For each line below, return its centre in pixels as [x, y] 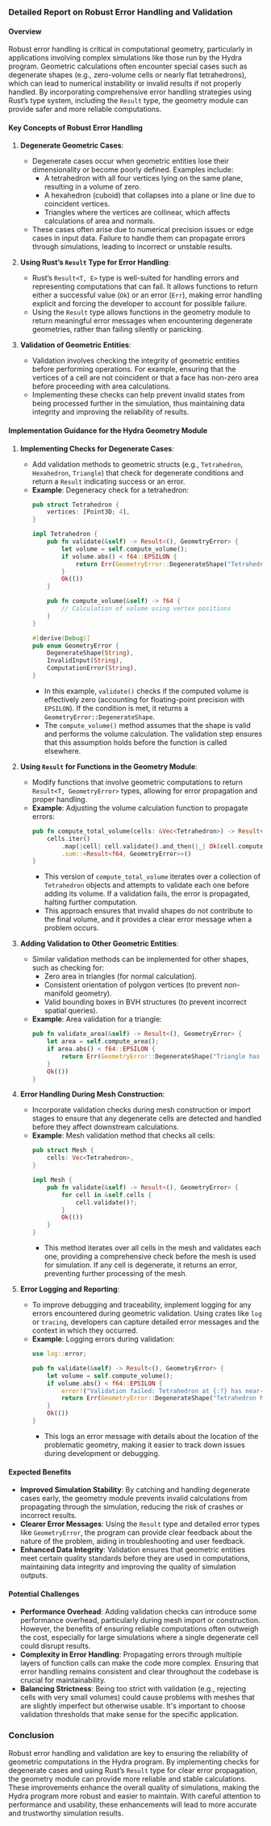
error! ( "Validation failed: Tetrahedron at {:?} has [151, 1391]
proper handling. [60, 799]
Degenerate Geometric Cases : [72, 146]
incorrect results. [48, 1516]
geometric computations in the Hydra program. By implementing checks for [134, 1762]
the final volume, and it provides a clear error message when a [148, 919]
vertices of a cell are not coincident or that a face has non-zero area [146, 378]
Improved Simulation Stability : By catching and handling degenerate [135, 1490]
